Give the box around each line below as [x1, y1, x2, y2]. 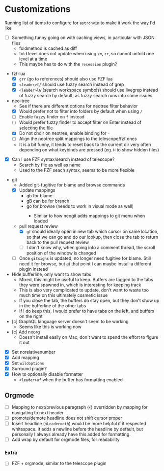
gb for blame [26, 192, 53, 198]
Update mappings [19, 187, 55, 193]
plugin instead [19, 266, 48, 272]
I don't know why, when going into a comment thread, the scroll [26, 244, 155, 250]
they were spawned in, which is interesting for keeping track [19, 282, 141, 288]
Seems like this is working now [19, 324, 82, 329]
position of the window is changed [26, 250, 96, 256]
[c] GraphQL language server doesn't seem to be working [11, 318, 129, 324]
